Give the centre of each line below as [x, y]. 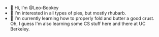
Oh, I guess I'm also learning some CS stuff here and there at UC [78, 23]
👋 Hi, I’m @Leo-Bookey [34, 8]
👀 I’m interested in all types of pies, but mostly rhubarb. [68, 13]
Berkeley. [20, 29]
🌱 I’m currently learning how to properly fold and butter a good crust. [82, 18]
